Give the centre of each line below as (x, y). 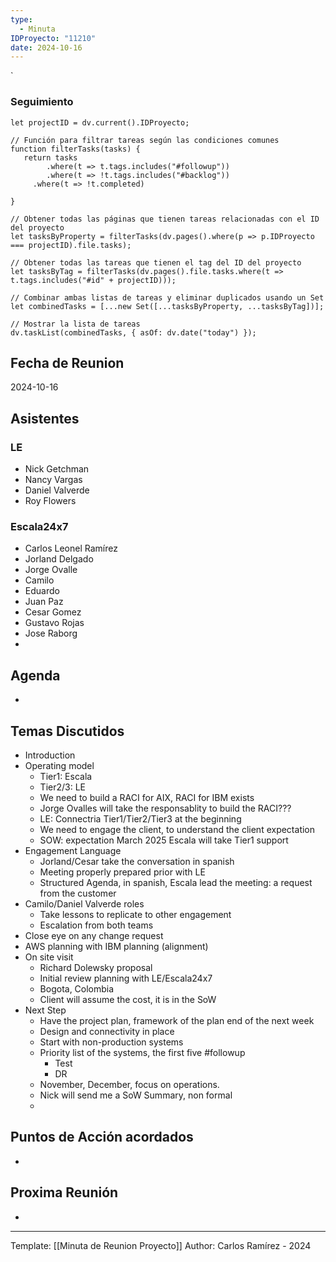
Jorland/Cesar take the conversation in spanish (137, 861)
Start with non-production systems (111, 1042)
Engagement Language (73, 850)
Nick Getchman (57, 469)
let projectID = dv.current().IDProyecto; (100, 122)
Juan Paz (44, 602)
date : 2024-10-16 (46, 47)
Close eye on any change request (94, 935)
